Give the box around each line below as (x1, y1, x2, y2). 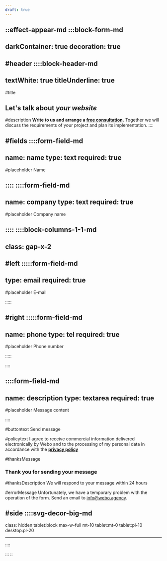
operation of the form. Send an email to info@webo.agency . (5, 494, 128, 500)
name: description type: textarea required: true (5, 394, 155, 402)
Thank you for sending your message (5, 469, 97, 476)
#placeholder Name (5, 167, 46, 173)
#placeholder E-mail (5, 289, 47, 295)
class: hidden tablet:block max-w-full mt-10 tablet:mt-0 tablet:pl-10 (5, 522, 143, 528)
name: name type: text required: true (5, 153, 122, 162)
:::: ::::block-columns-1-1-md (5, 225, 97, 234)
